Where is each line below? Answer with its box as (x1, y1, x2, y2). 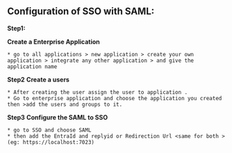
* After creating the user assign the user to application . (7, 88, 188, 96)
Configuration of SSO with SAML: (7, 6, 155, 17)
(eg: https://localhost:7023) (7, 138, 95, 145)
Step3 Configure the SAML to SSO (7, 113, 108, 121)
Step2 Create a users (7, 75, 69, 83)
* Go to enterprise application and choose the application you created (7, 95, 222, 102)
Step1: (7, 24, 26, 32)
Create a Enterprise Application (7, 38, 101, 46)
